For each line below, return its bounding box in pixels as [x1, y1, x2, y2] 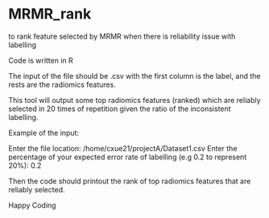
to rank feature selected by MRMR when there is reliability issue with [8, 31, 236, 41]
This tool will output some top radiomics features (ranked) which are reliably [8, 95, 261, 105]
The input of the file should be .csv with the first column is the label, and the [8, 71, 261, 80]
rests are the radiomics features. [8, 80, 117, 89]
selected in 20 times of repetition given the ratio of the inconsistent [8, 104, 231, 113]
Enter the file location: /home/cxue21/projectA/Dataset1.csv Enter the [8, 143, 238, 153]
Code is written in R [8, 56, 74, 65]
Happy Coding [8, 200, 56, 210]
